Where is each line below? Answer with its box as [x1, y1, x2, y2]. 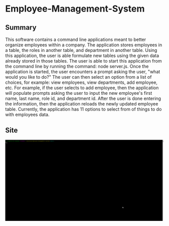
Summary [5, 23, 37, 32]
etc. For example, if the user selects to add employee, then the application [5, 85, 159, 91]
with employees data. [5, 111, 50, 118]
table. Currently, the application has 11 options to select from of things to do [5, 106, 162, 112]
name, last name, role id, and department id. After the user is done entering [5, 95, 161, 101]
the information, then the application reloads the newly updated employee [5, 101, 158, 106]
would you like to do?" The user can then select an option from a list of [5, 74, 152, 80]
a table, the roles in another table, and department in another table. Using [5, 47, 157, 53]
